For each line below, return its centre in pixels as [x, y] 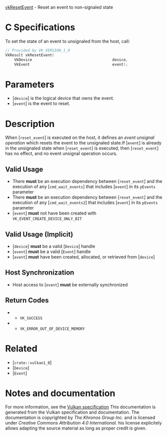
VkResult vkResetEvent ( [30, 55]
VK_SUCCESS [31, 318]
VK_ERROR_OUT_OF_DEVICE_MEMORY [52, 329]
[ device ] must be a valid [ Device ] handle [54, 246]
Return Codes [27, 300]
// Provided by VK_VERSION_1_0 [38, 50]
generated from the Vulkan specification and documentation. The [72, 412]
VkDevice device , [71, 59]
